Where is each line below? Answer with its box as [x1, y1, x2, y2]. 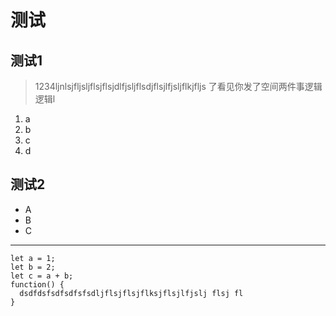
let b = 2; [10, 262, 56, 272]
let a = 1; [10, 253, 56, 263]
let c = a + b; [10, 271, 74, 281]
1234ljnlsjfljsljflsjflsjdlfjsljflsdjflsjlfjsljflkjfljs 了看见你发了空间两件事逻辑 [34, 81, 323, 92]
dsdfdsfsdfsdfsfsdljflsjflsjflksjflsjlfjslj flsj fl [19, 288, 244, 298]
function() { [10, 279, 65, 290]
